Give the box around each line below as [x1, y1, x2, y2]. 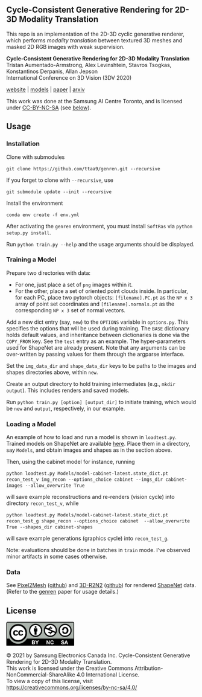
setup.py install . [6, 229, 51, 236]
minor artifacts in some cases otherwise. [6, 553, 107, 560]
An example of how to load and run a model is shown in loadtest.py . [6, 434, 177, 441]
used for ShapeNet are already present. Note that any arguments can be [6, 344, 186, 351]
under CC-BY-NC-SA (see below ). [6, 104, 92, 111]
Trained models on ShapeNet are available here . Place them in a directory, [6, 440, 191, 448]
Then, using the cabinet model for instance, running [6, 458, 135, 466]
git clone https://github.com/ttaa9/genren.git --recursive [6, 165, 161, 172]
